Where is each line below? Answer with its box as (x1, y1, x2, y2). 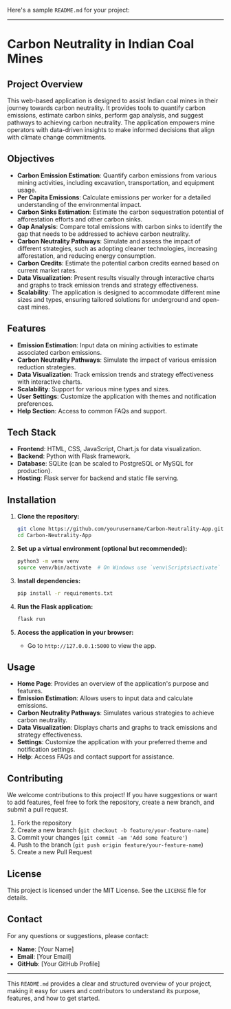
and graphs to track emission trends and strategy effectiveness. (16, 281, 199, 289)
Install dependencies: (16, 576, 81, 585)
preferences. (16, 399, 54, 408)
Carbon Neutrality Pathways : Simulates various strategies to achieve (16, 708, 214, 717)
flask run (16, 616, 46, 622)
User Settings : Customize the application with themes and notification (16, 392, 217, 400)
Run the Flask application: (16, 602, 93, 611)
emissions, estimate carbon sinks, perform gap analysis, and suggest (7, 111, 204, 119)
